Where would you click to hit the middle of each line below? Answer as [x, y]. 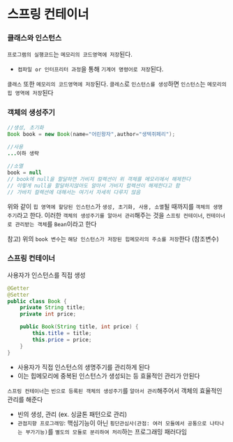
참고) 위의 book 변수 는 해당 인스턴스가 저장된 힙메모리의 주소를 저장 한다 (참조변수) [113, 239]
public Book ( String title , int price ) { [79, 327]
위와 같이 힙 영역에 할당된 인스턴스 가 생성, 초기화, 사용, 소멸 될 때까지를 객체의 [109, 206]
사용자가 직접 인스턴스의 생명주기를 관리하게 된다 [83, 367]
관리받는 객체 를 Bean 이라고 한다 [56, 223]
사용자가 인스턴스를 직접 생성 [46, 275]
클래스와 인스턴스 [35, 38]
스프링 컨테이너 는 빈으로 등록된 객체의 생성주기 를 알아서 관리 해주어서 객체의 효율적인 [115, 390]
